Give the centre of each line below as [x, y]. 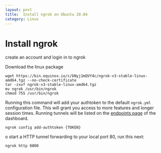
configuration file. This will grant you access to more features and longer [80, 108]
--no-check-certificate [52, 80]
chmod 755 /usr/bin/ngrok [32, 93]
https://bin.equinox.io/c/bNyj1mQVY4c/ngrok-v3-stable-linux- [82, 76]
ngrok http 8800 [22, 146]
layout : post [19, 10]
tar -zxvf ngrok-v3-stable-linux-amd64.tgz [51, 85]
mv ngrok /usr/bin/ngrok [31, 89]
